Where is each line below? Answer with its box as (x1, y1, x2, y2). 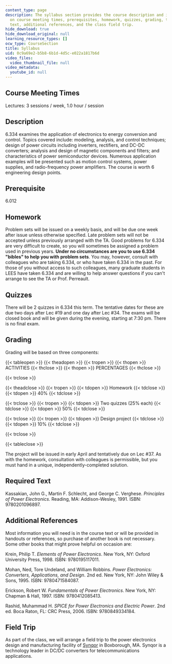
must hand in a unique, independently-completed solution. (5, 462, 128, 468)
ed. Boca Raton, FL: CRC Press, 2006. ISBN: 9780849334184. (5, 608, 136, 614)
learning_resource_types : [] (5, 37, 68, 42)
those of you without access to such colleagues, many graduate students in (5, 265, 165, 271)
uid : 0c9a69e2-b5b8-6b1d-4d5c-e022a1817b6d (5, 50, 100, 56)
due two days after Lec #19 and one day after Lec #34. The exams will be (5, 310, 160, 316)
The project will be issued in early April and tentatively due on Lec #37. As (5, 451, 162, 457)
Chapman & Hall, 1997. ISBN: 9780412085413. (5, 592, 101, 599)
